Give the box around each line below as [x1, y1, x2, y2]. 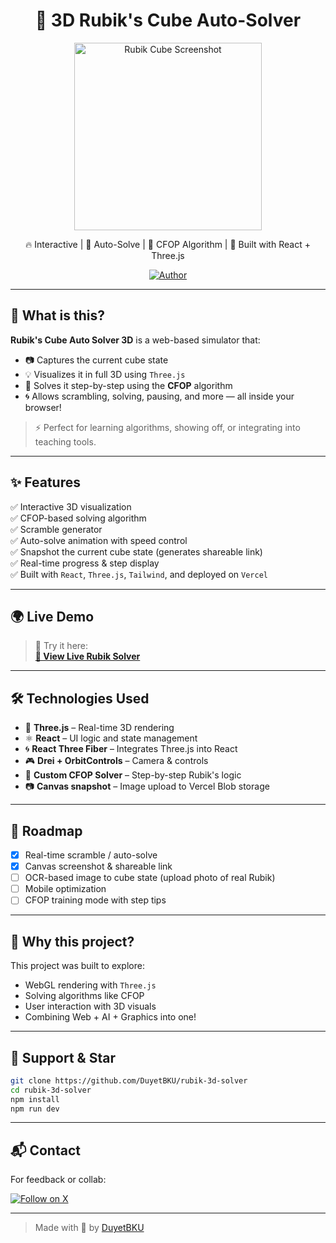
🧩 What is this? [10, 307, 105, 324]
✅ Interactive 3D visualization [10, 500, 132, 513]
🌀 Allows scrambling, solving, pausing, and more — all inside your [24, 390, 295, 402]
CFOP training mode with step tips [24, 894, 167, 906]
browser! [24, 401, 62, 413]
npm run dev [10, 1104, 60, 1114]
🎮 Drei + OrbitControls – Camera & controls [24, 755, 209, 767]
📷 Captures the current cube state [24, 354, 169, 366]
